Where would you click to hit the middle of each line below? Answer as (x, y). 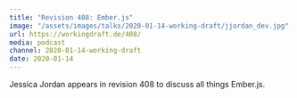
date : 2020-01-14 (41, 59)
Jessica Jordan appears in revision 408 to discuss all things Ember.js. (137, 84)
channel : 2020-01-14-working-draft (75, 51)
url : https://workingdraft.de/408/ (75, 34)
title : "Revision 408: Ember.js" (71, 17)
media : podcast (37, 42)
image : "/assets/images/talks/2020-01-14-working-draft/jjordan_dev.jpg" (149, 26)
